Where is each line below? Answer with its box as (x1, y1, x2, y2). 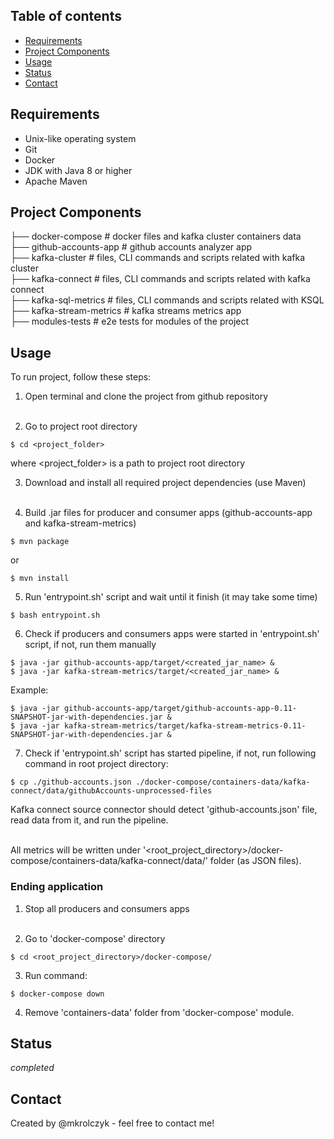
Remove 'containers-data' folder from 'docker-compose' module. (24, 1006, 295, 1018)
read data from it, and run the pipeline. (10, 814, 169, 826)
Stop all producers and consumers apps (24, 902, 190, 914)
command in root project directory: (24, 758, 169, 770)
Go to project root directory (24, 420, 138, 433)
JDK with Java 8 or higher (24, 164, 133, 176)
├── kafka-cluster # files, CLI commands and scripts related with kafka (10, 252, 306, 264)
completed (10, 1062, 55, 1074)
